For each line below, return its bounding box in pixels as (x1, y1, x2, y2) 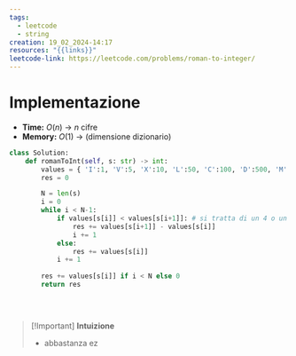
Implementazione (9, 92, 141, 113)
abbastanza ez (43, 337, 98, 348)
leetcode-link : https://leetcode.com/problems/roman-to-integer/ (9, 54, 255, 63)
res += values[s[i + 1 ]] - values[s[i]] (72, 222, 216, 231)
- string (17, 29, 50, 38)
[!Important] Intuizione (30, 320, 115, 331)
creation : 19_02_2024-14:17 (9, 37, 113, 47)
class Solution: (9, 148, 69, 157)
